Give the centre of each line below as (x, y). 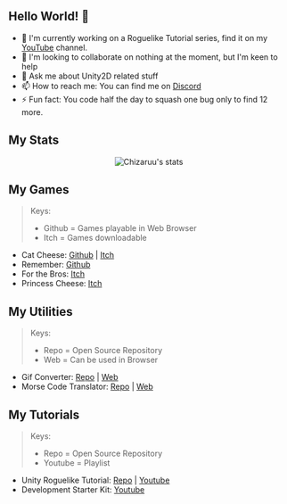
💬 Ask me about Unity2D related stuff (90, 76)
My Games (39, 190)
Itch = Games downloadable (95, 238)
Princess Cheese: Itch (61, 284)
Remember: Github (56, 265)
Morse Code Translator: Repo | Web (87, 387)
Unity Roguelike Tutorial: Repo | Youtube (95, 480)
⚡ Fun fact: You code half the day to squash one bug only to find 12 (144, 99)
